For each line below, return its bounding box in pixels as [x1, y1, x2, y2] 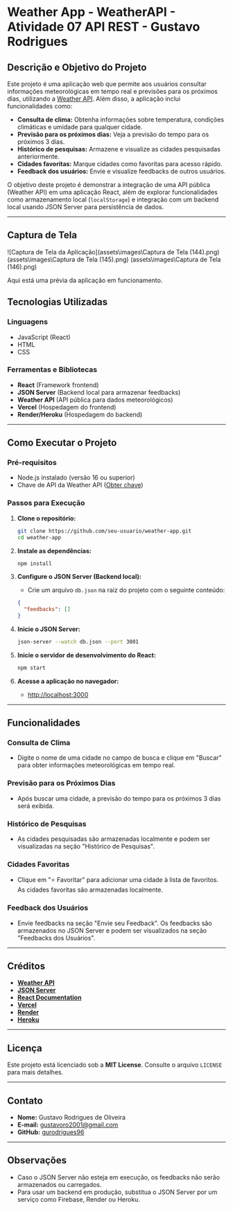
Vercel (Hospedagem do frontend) [17, 402, 116, 411]
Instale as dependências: [17, 546, 92, 555]
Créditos [7, 960, 46, 972]
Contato [7, 1095, 43, 1106]
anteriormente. [17, 152, 60, 161]
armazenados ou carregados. [17, 1180, 102, 1188]
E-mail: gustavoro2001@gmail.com [17, 1120, 119, 1129]
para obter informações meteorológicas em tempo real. [17, 761, 175, 769]
